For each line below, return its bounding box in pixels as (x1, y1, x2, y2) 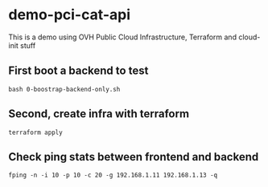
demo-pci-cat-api (8, 6, 131, 24)
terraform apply (8, 128, 63, 136)
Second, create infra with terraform (8, 107, 190, 121)
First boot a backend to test (8, 64, 149, 78)
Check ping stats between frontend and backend (8, 150, 259, 164)
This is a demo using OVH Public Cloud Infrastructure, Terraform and (8, 32, 237, 42)
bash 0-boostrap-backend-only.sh (8, 85, 121, 93)
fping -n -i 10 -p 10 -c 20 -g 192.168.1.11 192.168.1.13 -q (8, 171, 218, 180)
